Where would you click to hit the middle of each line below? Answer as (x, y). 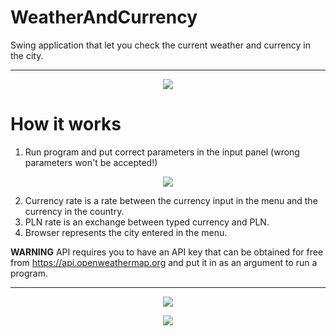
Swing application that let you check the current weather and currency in (160, 45)
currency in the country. (74, 211)
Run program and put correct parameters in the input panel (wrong (162, 152)
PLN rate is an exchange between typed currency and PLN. (147, 222)
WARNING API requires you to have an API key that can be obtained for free (167, 252)
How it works (66, 124)
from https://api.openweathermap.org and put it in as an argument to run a (164, 262)
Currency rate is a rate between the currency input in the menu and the (171, 200)
